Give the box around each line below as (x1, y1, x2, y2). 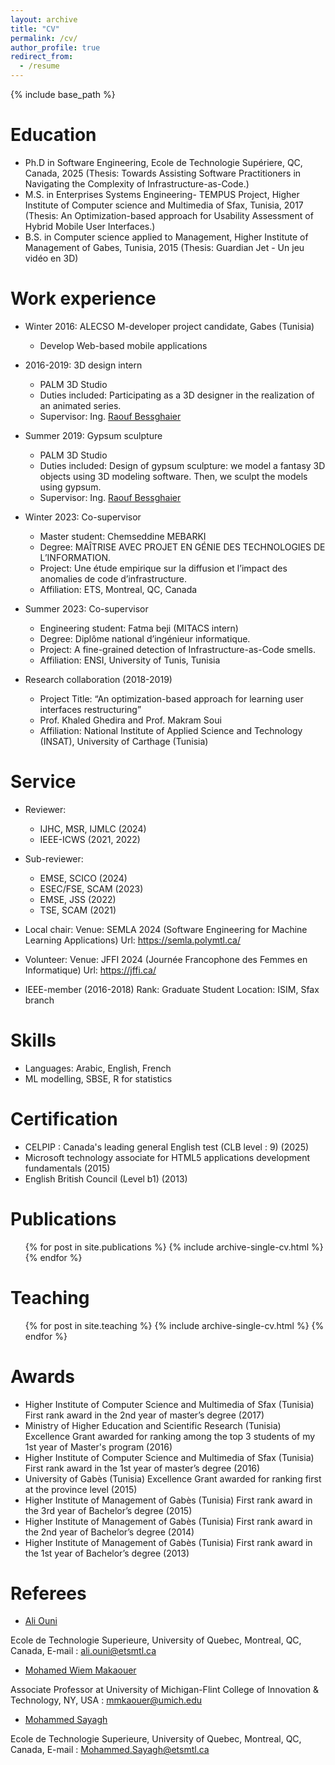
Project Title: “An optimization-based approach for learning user (39, 692, 304, 705)
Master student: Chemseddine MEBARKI (39, 530, 207, 542)
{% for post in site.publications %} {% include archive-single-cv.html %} (24, 1241, 324, 1253)
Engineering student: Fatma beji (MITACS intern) (39, 622, 239, 634)
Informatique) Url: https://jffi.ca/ (24, 964, 157, 976)
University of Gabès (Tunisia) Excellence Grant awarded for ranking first (24, 1472, 322, 1485)
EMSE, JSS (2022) (39, 893, 117, 905)
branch (24, 994, 55, 1006)
